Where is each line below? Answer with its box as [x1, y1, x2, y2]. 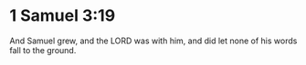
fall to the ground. [9, 44, 77, 55]
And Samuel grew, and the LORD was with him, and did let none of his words [9, 35, 298, 46]
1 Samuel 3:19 [9, 5, 116, 26]
